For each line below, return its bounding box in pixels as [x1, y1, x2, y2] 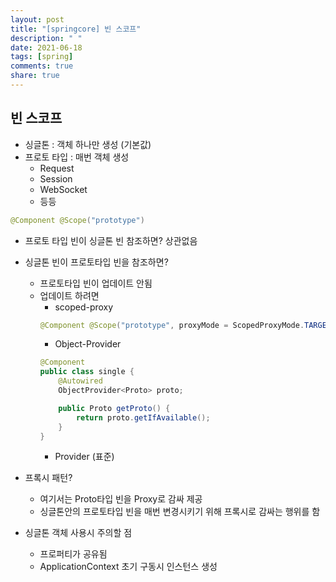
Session [39, 172, 73, 185]
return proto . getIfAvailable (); [75, 412, 211, 423]
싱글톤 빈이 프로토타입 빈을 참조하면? [24, 256, 169, 268]
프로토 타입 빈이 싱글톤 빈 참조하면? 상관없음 [24, 234, 198, 246]
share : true [10, 71, 60, 81]
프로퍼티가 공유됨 [39, 548, 108, 560]
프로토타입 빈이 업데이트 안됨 [39, 277, 153, 289]
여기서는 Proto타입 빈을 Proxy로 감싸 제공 [39, 493, 203, 505]
